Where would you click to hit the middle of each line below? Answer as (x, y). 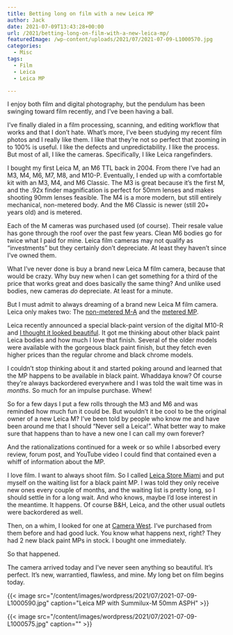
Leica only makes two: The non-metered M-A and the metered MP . (103, 312)
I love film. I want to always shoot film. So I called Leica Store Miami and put (116, 475)
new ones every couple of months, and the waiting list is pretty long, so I (111, 490)
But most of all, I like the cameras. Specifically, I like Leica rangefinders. (110, 154)
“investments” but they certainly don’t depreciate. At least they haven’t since (117, 248)
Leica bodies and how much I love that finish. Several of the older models (112, 340)
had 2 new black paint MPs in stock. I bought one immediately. (97, 540)
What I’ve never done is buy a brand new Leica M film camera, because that (116, 269)
